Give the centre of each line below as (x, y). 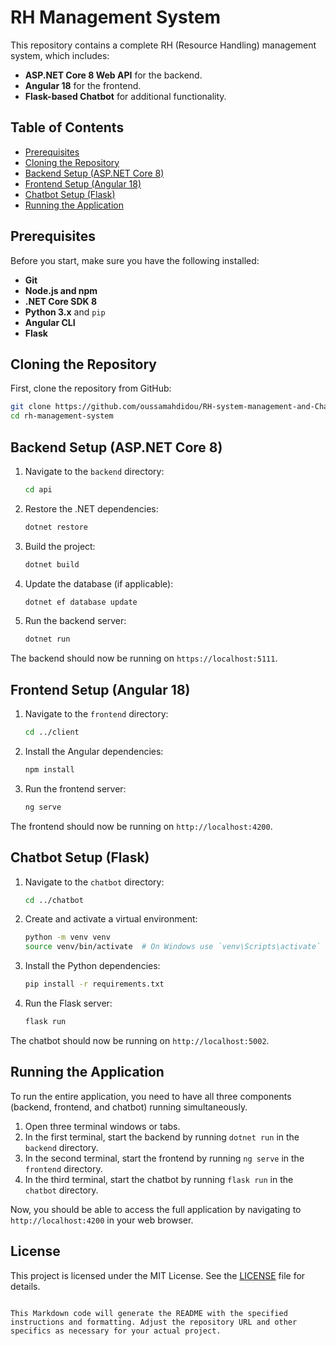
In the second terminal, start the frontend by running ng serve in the (164, 1158)
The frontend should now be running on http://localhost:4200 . (141, 826)
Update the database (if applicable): (99, 583)
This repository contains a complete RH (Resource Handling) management (163, 45)
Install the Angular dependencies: (94, 751)
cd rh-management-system (62, 416)
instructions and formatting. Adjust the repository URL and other (154, 1322)
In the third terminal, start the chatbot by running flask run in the (159, 1179)
